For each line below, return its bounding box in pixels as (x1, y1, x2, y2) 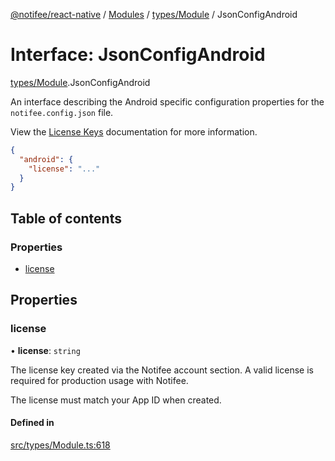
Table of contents (10, 210, 122, 227)
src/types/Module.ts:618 (10, 439, 111, 451)
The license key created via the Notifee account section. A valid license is (10, 364, 314, 376)
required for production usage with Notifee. (10, 374, 189, 386)
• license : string (10, 344, 81, 356)
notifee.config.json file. (10, 106, 114, 118)
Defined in (10, 417, 55, 429)
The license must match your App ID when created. (10, 394, 222, 406)
